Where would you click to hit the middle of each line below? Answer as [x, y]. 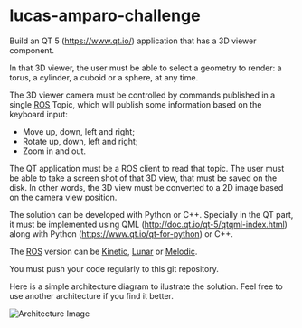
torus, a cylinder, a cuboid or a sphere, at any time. [104, 77]
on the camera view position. [63, 197]
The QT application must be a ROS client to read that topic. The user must [147, 168]
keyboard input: [38, 114]
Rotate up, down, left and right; [80, 141]
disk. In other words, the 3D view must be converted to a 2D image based [146, 187]
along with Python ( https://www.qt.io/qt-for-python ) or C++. [121, 234]
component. [32, 50]
